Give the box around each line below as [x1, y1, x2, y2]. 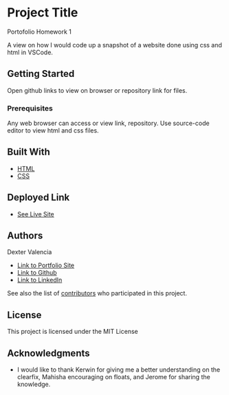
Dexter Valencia [7, 248, 52, 256]
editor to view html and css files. [7, 126, 99, 135]
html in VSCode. [7, 48, 54, 56]
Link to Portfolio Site [17, 261, 75, 269]
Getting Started [7, 68, 75, 80]
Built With [7, 146, 50, 158]
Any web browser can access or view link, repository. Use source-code [7, 119, 210, 128]
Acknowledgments [7, 347, 91, 359]
